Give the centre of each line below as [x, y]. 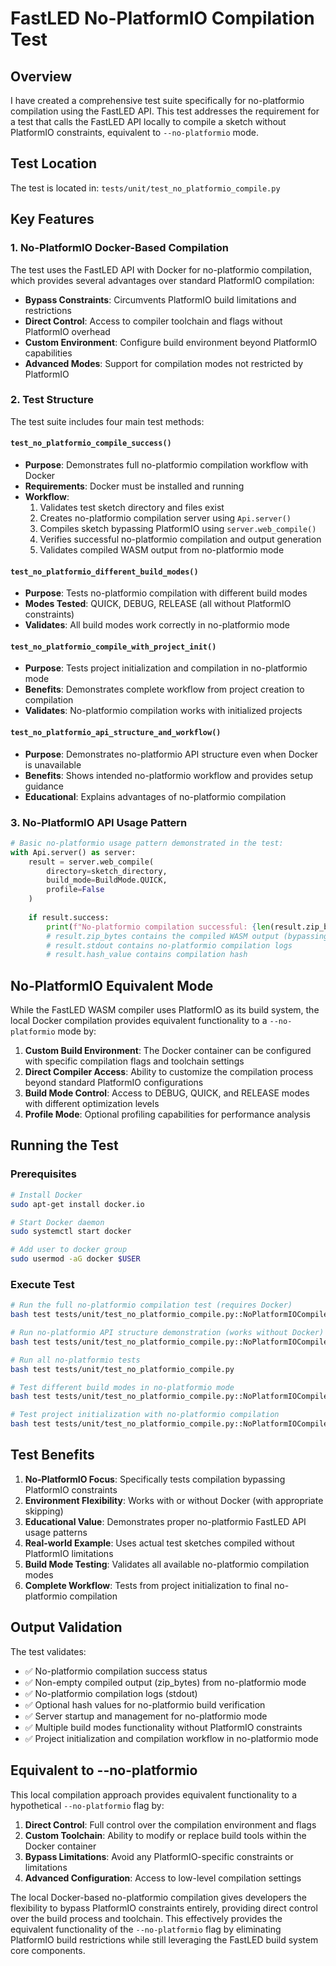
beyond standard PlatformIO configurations [114, 1083]
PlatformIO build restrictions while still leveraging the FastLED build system [164, 1939]
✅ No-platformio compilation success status [116, 1671]
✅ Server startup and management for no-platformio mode [146, 1716]
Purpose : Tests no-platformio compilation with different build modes [166, 593]
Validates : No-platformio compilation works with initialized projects [163, 711]
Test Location [54, 163]
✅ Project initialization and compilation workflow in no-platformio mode [171, 1738]
